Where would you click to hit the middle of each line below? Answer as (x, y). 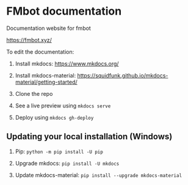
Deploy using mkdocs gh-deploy (54, 117)
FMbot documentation (64, 11)
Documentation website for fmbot (49, 28)
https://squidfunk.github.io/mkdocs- (123, 75)
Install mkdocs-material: (45, 75)
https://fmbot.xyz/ (29, 40)
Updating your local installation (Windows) (89, 136)
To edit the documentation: (40, 52)
